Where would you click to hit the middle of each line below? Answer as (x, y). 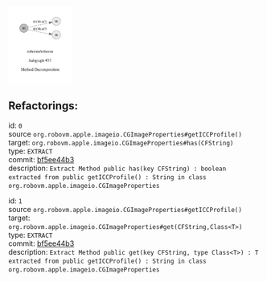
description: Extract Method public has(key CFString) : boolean (117, 168)
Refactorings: (43, 106)
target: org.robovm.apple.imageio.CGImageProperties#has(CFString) (121, 142)
